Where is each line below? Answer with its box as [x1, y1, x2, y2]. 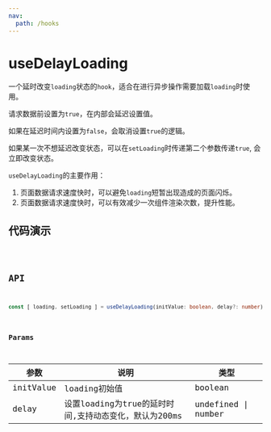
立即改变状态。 [8, 153, 58, 163]
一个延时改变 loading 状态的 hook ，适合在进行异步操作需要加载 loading [8, 82, 236, 91]
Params [8, 333, 35, 342]
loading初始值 [64, 383, 123, 394]
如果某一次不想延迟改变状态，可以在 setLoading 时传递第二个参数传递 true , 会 [8, 143, 261, 153]
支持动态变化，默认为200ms [77, 410, 183, 421]
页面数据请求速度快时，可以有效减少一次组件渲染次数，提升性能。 [19, 198, 240, 208]
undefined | [194, 399, 248, 409]
